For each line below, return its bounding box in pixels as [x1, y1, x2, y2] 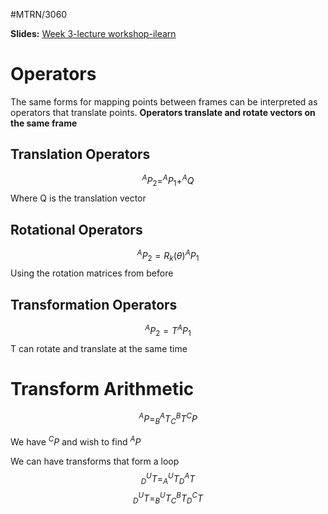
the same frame [10, 117, 78, 129]
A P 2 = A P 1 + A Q [141, 172, 195, 189]
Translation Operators [10, 146, 151, 163]
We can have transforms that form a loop [10, 455, 180, 467]
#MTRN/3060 [10, 9, 68, 20]
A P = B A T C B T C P [138, 410, 198, 427]
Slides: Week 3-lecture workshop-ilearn [10, 28, 177, 39]
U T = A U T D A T [146, 470, 196, 487]
